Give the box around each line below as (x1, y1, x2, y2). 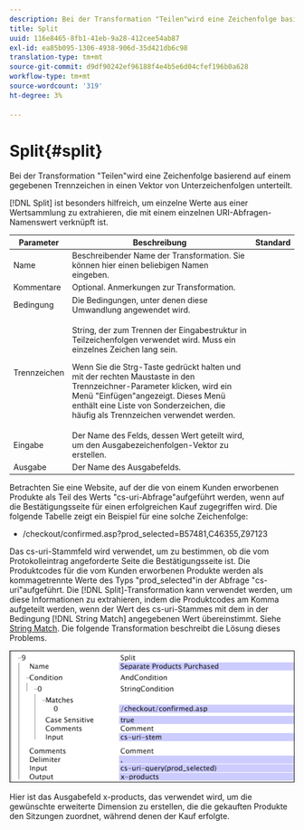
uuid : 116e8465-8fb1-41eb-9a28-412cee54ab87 (9, 33, 180, 43)
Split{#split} (9, 140, 103, 161)
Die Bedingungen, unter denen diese (71, 294, 208, 305)
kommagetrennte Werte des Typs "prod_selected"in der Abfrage (9, 575, 251, 586)
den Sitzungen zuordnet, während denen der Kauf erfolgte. (9, 811, 231, 822)
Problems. (9, 632, 48, 643)
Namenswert (9, 217, 57, 228)
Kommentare (13, 281, 62, 293)
